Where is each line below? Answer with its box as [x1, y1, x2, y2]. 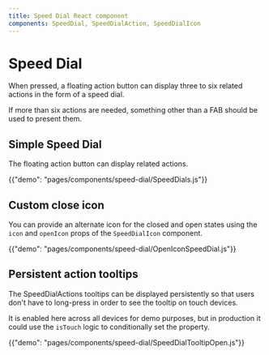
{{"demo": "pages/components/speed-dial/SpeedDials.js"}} [8, 175, 208, 185]
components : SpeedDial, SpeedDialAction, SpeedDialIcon [8, 19, 201, 28]
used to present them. [8, 114, 83, 124]
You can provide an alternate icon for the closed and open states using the [8, 220, 258, 229]
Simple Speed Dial [8, 137, 102, 151]
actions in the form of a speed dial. [8, 90, 125, 100]
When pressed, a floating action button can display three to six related [8, 81, 243, 91]
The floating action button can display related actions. [8, 159, 189, 169]
